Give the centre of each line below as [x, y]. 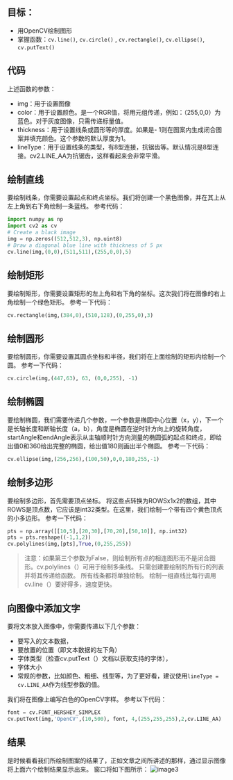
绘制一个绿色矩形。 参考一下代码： [62, 302]
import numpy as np [35, 220]
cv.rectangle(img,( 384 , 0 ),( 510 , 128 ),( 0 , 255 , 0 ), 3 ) [80, 315]
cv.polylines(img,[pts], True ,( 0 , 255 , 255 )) [69, 544]
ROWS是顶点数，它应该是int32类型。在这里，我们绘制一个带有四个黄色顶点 [115, 509]
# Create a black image [42, 233]
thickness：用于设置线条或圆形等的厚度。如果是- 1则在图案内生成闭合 [116, 129]
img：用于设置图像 [44, 104]
